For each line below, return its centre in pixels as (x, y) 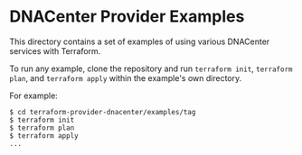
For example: (34, 96)
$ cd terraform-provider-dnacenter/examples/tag (103, 112)
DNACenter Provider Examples (127, 17)
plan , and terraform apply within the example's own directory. (126, 77)
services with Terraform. (55, 50)
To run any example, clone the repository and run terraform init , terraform (151, 68)
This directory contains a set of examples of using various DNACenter (140, 41)
